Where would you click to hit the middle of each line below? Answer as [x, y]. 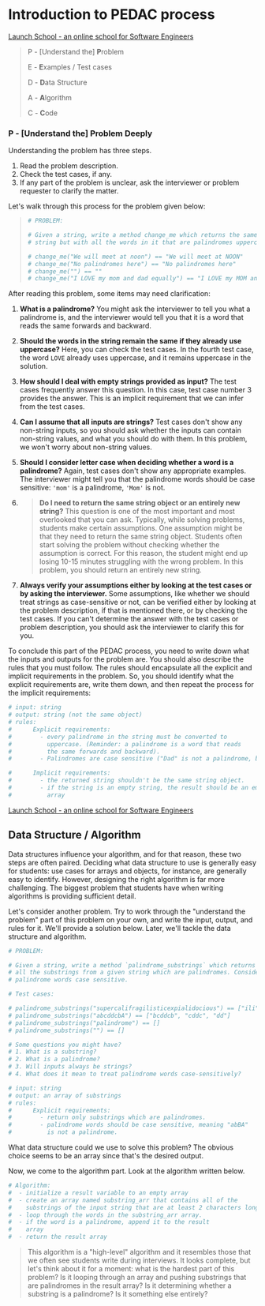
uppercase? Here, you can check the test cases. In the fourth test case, [136, 350]
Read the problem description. [69, 166]
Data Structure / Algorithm [75, 835]
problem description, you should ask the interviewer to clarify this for [132, 627]
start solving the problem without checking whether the [129, 545]
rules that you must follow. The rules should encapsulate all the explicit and [130, 668]
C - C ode [42, 113]
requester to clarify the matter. [69, 191]
